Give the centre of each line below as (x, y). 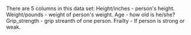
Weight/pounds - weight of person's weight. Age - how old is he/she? (91, 15)
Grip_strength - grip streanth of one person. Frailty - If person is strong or (95, 21)
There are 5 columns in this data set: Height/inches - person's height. (90, 8)
